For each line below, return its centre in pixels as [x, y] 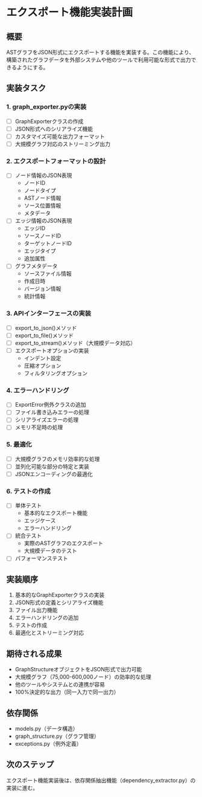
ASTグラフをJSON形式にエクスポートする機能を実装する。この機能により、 [100, 52]
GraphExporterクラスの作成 [49, 121]
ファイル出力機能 [36, 610]
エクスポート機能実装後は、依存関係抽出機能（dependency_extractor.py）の [101, 780]
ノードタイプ [40, 190]
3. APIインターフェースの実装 [49, 314]
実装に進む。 [22, 788]
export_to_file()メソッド [44, 335]
